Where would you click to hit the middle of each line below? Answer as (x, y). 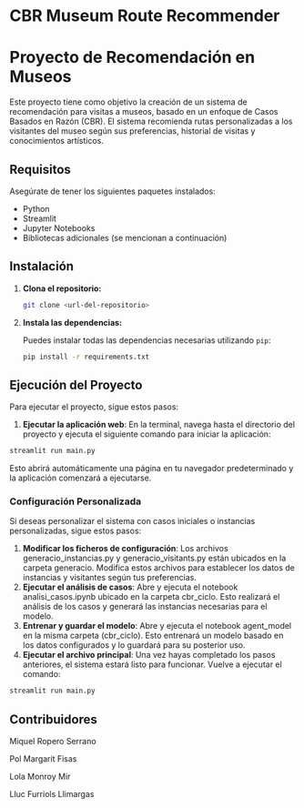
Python (36, 208)
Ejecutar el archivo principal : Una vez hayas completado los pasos (149, 655)
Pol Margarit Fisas (43, 759)
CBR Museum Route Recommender (145, 16)
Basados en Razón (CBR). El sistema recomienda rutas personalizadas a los (151, 121)
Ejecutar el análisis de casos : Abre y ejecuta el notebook (130, 587)
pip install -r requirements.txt (86, 357)
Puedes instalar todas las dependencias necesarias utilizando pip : (147, 340)
